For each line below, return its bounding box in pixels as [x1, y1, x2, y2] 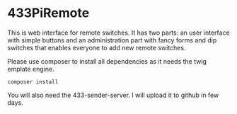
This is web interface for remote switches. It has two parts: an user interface [7, 28, 230, 37]
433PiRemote [7, 5, 90, 21]
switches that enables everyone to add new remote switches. [7, 43, 186, 52]
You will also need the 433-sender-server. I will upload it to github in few [7, 91, 219, 99]
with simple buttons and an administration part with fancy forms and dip [7, 35, 217, 44]
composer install [7, 78, 59, 86]
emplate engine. [7, 64, 54, 73]
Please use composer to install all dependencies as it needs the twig [7, 57, 207, 65]
